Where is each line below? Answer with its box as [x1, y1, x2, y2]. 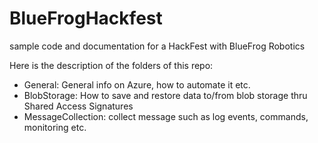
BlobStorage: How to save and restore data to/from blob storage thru [23, 89, 308, 101]
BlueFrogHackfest [9, 7, 163, 30]
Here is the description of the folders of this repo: [9, 59, 214, 71]
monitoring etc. [23, 121, 87, 133]
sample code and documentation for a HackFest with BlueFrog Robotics [9, 40, 306, 52]
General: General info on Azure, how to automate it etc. [23, 78, 251, 91]
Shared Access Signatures [23, 100, 134, 112]
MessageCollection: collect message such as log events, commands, [23, 110, 309, 122]
